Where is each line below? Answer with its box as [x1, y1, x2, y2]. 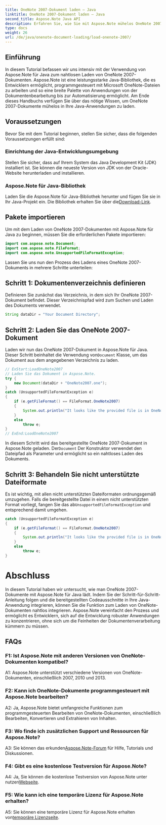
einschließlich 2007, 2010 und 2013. [34, 675, 106, 681]
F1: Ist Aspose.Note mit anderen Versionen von [5, 652, 120, 659]
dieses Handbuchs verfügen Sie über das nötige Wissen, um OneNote [5, 97, 148, 104]
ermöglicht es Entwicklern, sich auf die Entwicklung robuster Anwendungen [5, 612, 160, 619]
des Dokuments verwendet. [5, 302, 62, 308]
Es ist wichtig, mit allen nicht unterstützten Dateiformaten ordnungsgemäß [5, 491, 156, 497]
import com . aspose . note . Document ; [5, 241, 77, 246]
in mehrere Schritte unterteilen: [29, 264, 93, 270]
